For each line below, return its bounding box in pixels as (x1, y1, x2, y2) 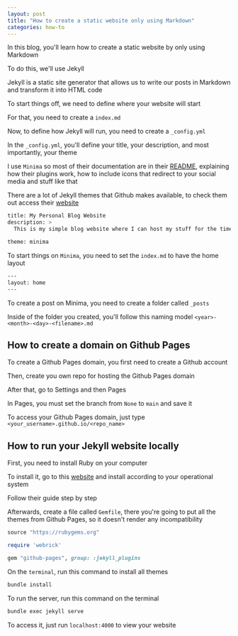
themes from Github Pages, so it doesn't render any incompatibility (7, 515, 203, 524)
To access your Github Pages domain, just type (7, 413, 145, 421)
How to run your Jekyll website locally (7, 440, 179, 452)
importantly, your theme (7, 149, 78, 157)
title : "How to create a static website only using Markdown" (7, 17, 195, 24)
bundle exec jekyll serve (7, 608, 84, 615)
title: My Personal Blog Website (7, 212, 106, 220)
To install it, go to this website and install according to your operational (7, 473, 214, 481)
